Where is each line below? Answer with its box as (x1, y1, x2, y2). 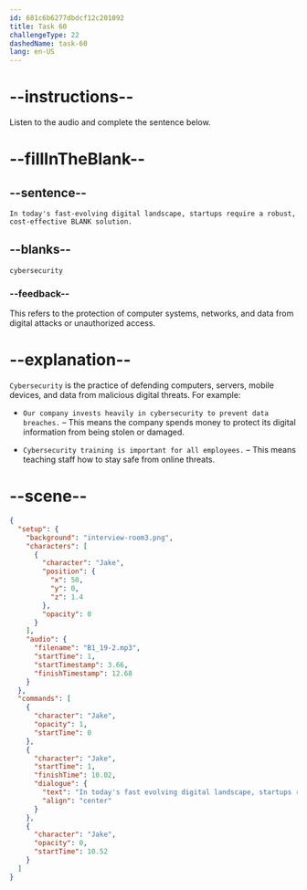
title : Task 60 (9, 22, 68, 31)
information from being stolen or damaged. (22, 426, 185, 438)
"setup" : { (17, 524, 59, 534)
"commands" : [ (17, 695, 71, 704)
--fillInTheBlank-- (9, 149, 146, 170)
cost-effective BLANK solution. (9, 217, 132, 226)
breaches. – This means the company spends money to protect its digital (22, 417, 297, 428)
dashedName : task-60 (9, 38, 89, 48)
